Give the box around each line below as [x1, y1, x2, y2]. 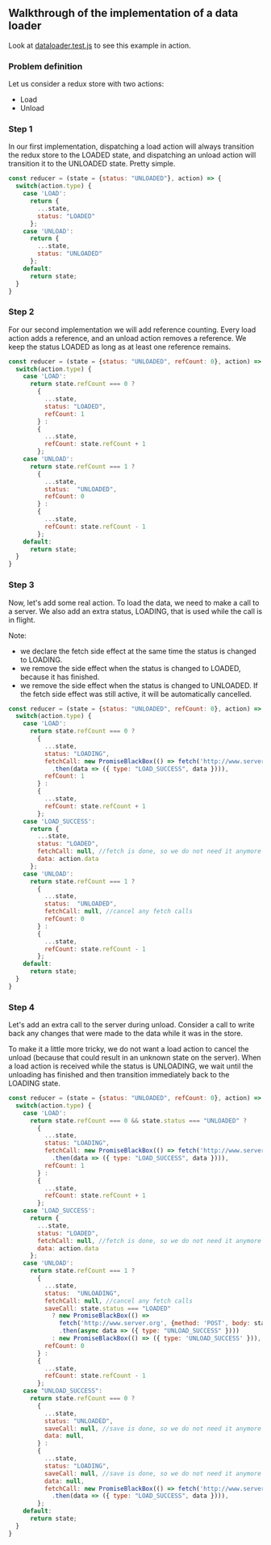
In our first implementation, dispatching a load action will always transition [8, 141, 255, 152]
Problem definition [8, 61, 83, 72]
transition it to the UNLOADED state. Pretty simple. [8, 159, 176, 169]
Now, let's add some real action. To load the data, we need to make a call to [8, 598, 260, 607]
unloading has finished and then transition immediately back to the [8, 1070, 230, 1080]
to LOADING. [19, 654, 63, 665]
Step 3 [8, 579, 35, 590]
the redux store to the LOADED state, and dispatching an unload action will [8, 150, 256, 160]
